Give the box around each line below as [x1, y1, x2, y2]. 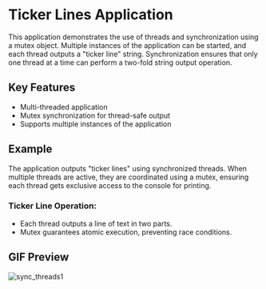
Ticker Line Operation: [8, 200, 97, 211]
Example [8, 142, 53, 156]
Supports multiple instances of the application [19, 118, 172, 129]
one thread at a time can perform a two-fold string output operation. [8, 58, 232, 67]
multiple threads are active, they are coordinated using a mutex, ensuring [8, 172, 249, 182]
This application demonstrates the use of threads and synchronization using [8, 32, 259, 42]
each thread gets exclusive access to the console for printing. [8, 180, 212, 190]
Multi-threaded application [19, 102, 108, 111]
